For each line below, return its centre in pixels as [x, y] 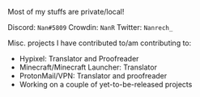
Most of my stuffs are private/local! [66, 12]
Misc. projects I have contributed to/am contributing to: [100, 43]
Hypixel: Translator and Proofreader [79, 59]
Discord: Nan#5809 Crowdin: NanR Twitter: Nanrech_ [90, 27]
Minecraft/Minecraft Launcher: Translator [88, 67]
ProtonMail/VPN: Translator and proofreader [93, 76]
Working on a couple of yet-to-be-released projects [106, 84]
